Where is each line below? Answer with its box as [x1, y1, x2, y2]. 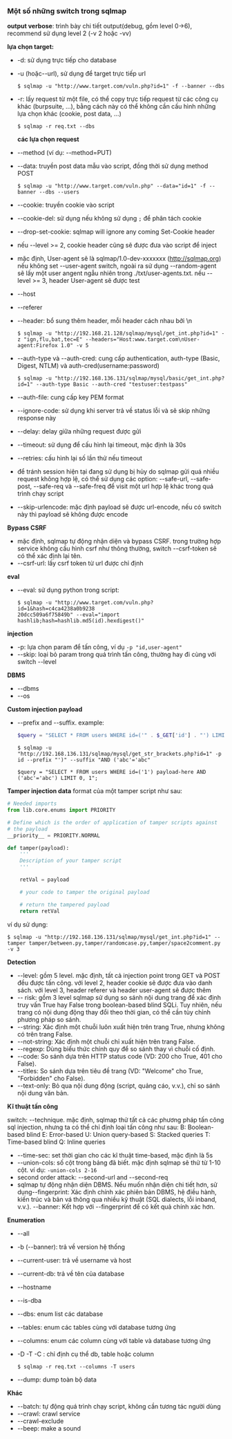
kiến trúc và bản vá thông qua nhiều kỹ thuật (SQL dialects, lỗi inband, [17, 1195, 217, 1203]
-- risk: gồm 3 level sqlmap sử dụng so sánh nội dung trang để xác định [17, 993, 221, 1001]
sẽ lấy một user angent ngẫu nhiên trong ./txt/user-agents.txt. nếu [17, 269, 206, 277]
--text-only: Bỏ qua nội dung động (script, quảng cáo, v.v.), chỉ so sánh [17, 1081, 220, 1090]
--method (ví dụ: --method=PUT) [17, 149, 112, 157]
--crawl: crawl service [17, 1409, 81, 1418]
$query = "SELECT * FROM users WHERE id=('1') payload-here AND [17, 769, 206, 776]
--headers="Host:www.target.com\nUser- [85, 336, 200, 343]
